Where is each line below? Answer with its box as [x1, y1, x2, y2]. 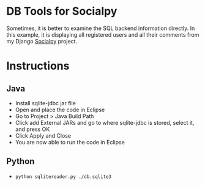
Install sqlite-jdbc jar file [15, 99, 76, 106]
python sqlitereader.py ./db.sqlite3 [15, 173, 112, 180]
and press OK [15, 125, 50, 133]
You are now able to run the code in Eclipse [15, 138, 125, 146]
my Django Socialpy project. [6, 37, 78, 45]
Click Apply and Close [15, 132, 72, 139]
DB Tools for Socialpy [6, 4, 117, 18]
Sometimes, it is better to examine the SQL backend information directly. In [6, 24, 195, 32]
